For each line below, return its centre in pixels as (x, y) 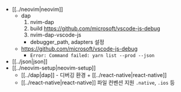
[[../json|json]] (30, 61)
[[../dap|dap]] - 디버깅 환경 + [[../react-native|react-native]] (94, 75)
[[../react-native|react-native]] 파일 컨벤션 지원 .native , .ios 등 (98, 82)
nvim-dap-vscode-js (56, 35)
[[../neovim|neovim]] (37, 9)
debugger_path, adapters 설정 (67, 42)
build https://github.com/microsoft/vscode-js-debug (95, 28)
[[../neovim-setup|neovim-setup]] (54, 68)
